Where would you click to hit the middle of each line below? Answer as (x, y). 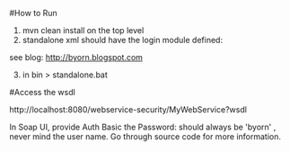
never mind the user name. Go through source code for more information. (145, 137)
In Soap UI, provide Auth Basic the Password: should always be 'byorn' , (143, 127)
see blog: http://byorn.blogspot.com (76, 57)
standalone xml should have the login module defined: (122, 40)
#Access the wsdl (43, 92)
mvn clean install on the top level (83, 30)
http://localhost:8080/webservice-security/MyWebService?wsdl (128, 110)
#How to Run (34, 13)
